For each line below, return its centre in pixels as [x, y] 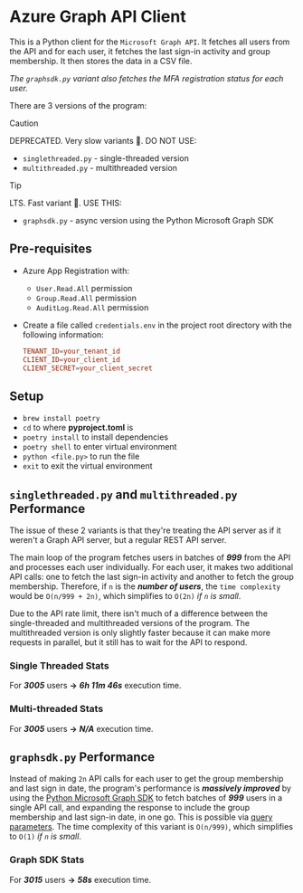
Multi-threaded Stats [57, 709]
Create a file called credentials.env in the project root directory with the [157, 325]
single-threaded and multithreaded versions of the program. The [130, 623]
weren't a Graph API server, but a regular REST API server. [118, 540]
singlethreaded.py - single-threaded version [106, 158]
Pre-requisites [51, 249]
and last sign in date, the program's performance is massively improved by [151, 788]
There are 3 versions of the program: [78, 105]
